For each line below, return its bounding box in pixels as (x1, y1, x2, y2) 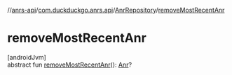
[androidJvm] (7, 53, 47, 61)
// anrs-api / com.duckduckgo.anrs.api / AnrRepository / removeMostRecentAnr (7, 6, 225, 14)
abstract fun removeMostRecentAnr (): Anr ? (7, 60, 132, 69)
